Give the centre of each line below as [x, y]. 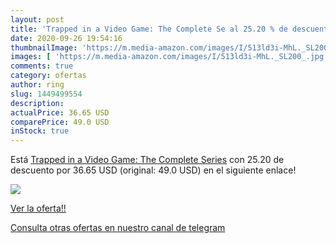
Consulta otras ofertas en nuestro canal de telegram [118, 228]
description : [37, 103]
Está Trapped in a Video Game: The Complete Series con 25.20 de [147, 160]
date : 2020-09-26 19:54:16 [66, 38]
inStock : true [40, 131]
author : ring [37, 85]
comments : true [42, 66]
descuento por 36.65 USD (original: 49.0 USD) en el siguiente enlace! [153, 170]
